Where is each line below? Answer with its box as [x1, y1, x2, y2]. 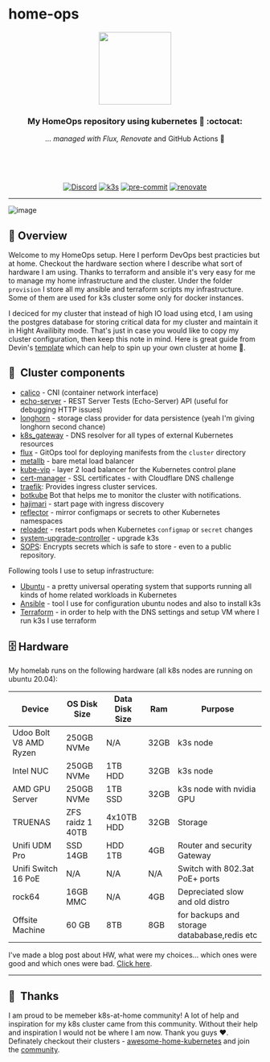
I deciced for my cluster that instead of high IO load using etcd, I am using [8, 309, 253, 318]
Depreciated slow [178, 886, 244, 897]
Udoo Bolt [12, 727, 51, 738]
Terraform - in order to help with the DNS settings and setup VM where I [19, 607, 260, 616]
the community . [8, 1045, 60, 1055]
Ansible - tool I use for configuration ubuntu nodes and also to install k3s [19, 598, 261, 608]
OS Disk [67, 698, 98, 709]
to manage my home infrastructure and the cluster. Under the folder [8, 276, 233, 286]
